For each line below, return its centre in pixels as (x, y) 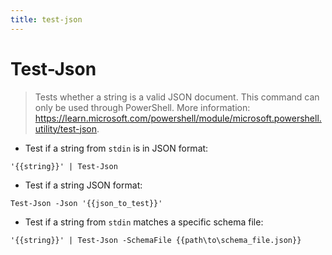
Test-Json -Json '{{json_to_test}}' (86, 203)
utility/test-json (65, 128)
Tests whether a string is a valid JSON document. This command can (177, 97)
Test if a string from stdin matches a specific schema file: (144, 222)
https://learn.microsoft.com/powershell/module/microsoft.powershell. (178, 118)
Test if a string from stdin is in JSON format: (116, 148)
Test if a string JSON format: (83, 185)
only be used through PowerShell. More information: (142, 107)
